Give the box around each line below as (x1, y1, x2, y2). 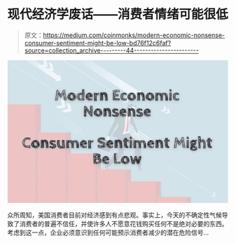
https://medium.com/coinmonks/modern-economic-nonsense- (43, 31, 225, 39)
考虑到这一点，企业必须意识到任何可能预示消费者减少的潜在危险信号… (7, 228, 209, 237)
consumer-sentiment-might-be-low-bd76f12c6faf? (24, 39, 172, 47)
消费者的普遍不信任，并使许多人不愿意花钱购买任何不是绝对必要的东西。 (19, 220, 228, 228)
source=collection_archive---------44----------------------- (24, 46, 200, 55)
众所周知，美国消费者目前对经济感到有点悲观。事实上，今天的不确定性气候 (7, 211, 222, 219)
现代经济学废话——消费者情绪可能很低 (7, 6, 229, 22)
